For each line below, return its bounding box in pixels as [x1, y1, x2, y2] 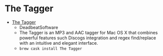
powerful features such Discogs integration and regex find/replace [19, 35, 157, 41]
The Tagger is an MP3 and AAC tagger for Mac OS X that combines [19, 29, 158, 35]
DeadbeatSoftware [19, 24, 58, 30]
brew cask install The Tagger [19, 46, 83, 51]
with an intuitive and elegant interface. [19, 40, 98, 46]
